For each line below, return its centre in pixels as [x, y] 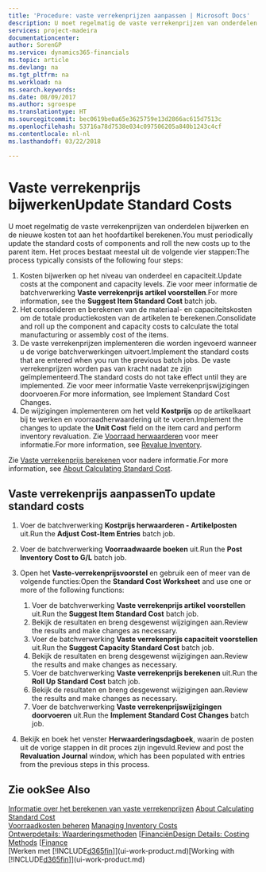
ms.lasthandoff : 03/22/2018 [55, 141]
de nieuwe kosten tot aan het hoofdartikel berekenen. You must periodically [131, 235]
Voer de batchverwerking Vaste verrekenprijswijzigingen [127, 707]
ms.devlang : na [33, 68]
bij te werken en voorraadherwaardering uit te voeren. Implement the [131, 419]
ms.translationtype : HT [48, 112]
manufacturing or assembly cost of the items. [94, 335]
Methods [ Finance [38, 843]
